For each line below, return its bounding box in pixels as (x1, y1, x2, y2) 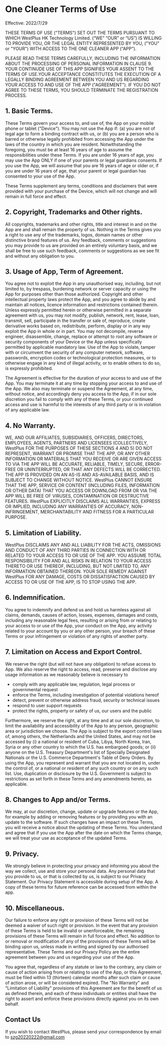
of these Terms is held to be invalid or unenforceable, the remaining (5, 928, 145, 934)
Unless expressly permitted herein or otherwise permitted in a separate (5, 307, 152, 313)
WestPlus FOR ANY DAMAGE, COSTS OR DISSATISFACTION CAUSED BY (5, 574, 156, 579)
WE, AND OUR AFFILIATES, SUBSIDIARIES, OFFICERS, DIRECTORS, (5, 435, 144, 441)
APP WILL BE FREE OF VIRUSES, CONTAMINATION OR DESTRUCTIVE (5, 493, 150, 499)
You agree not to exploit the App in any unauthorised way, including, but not (5, 280, 161, 286)
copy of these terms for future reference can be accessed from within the (5, 884, 157, 890)
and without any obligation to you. (5, 253, 75, 259)
